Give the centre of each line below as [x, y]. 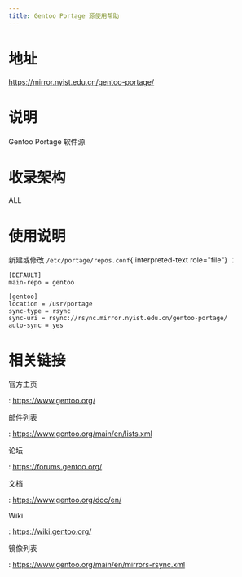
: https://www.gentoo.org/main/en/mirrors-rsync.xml [97, 565]
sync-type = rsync [40, 311]
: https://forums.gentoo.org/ [55, 467]
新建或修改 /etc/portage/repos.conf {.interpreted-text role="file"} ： [123, 260]
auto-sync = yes [36, 326]
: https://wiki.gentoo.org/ [50, 531]
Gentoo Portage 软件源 [47, 141]
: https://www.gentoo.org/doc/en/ [65, 500]
